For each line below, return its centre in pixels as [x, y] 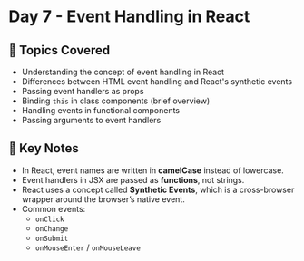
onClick [49, 219]
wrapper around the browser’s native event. [103, 199]
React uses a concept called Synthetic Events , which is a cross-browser [158, 189]
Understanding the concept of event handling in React [123, 72]
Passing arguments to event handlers [91, 120]
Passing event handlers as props [83, 91]
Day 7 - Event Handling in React [129, 17]
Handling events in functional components [101, 110]
